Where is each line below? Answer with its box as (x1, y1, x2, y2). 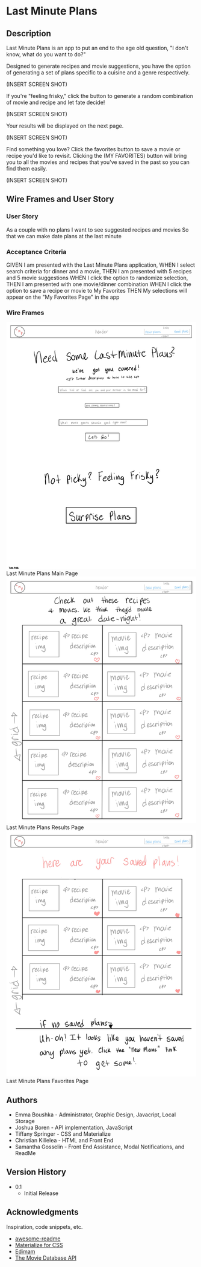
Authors (6, 1095, 38, 1105)
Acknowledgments (6, 1207, 79, 1217)
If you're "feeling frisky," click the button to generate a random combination (6, 93, 194, 99)
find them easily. (6, 165, 48, 172)
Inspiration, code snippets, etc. (6, 1223, 83, 1230)
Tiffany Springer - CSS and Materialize (14, 1130, 111, 1138)
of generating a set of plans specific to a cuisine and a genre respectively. (6, 69, 190, 76)
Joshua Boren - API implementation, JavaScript (14, 1124, 133, 1131)
